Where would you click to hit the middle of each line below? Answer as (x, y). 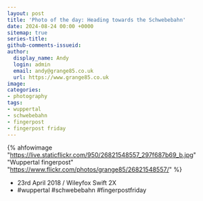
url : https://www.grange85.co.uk (61, 77)
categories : (24, 90)
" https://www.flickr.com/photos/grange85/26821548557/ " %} (95, 169)
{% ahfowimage (30, 147)
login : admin (32, 64)
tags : (15, 103)
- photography (28, 97)
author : (18, 52)
